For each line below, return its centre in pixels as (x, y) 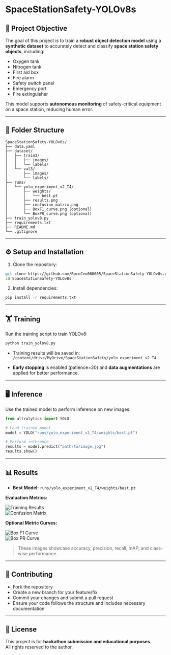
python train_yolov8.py (31, 343)
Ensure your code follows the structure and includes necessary (79, 603)
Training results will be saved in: (46, 353)
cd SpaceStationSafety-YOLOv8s (38, 278)
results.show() (21, 451)
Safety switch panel (33, 83)
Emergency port (30, 89)
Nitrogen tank (27, 67)
